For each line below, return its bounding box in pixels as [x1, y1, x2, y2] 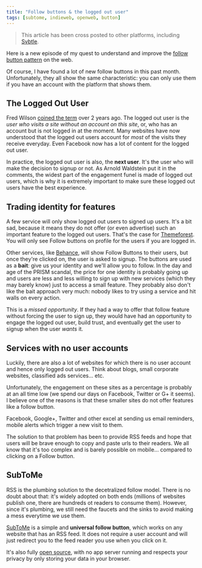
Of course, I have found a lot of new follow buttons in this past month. [6, 67, 181, 75]
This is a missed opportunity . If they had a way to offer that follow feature [6, 306, 190, 313]
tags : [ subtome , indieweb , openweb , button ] [6, 15, 121, 21]
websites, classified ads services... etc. [6, 372, 104, 379]
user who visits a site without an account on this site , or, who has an [6, 121, 178, 128]
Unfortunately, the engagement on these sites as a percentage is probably [6, 383, 192, 391]
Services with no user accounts [6, 343, 129, 353]
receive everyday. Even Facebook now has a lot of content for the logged [6, 140, 189, 148]
